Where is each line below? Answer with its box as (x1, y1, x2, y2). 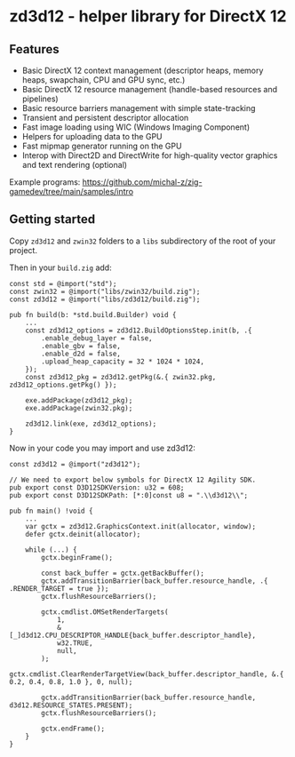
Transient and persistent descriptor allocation (21, 113, 189, 123)
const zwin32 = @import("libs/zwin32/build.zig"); (9, 287, 201, 296)
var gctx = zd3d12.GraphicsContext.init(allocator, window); (25, 522, 256, 530)
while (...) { (25, 545, 77, 554)
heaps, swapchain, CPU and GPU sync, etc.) (21, 75, 186, 85)
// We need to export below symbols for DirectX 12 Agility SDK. (9, 475, 256, 484)
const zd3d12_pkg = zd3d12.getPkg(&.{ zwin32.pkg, (25, 372, 217, 381)
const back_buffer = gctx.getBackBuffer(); (41, 569, 204, 578)
